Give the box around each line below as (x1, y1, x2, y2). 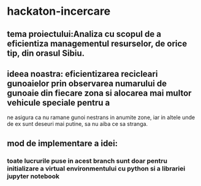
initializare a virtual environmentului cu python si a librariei (7, 164, 186, 172)
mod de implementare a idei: (7, 138, 118, 149)
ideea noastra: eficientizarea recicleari (7, 69, 158, 79)
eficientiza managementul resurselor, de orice (7, 38, 188, 48)
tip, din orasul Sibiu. (7, 48, 85, 58)
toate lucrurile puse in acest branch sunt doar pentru (7, 157, 168, 165)
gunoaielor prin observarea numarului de (7, 78, 167, 88)
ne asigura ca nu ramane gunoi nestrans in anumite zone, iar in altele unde (7, 114, 195, 121)
